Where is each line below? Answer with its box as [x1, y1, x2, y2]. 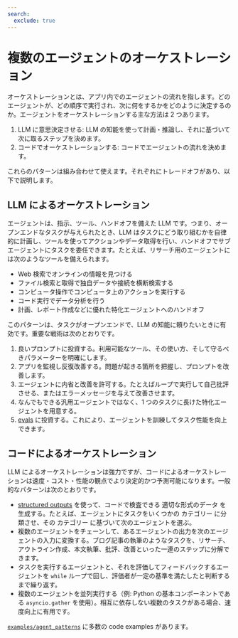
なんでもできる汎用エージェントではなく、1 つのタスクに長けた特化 [17, 398, 215, 406]
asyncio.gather [26, 600, 71, 607]
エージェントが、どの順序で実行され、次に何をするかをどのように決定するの [7, 101, 232, 110]
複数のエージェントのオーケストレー [7, 50, 219, 66]
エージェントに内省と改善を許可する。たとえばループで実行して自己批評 [17, 380, 229, 388]
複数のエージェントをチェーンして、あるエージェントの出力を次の [17, 527, 210, 536]
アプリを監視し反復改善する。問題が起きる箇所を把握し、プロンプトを [17, 362, 224, 371]
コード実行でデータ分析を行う [17, 297, 105, 305]
